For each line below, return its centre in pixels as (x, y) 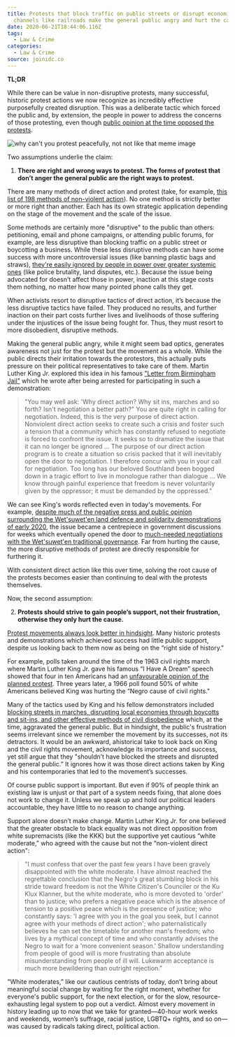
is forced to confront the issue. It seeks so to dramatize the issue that (124, 438)
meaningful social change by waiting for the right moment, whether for (109, 989)
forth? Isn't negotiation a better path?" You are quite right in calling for (125, 409)
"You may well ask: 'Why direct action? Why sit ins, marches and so (122, 401)
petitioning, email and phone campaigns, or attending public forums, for (111, 234)
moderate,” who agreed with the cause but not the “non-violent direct (108, 843)
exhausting (23, 1003)
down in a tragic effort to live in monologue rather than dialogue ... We (125, 475)
